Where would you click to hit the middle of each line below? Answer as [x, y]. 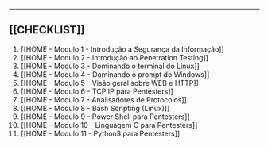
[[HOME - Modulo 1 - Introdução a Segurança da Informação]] [122, 49]
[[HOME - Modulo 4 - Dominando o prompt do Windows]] [115, 74]
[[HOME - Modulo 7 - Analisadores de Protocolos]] [104, 99]
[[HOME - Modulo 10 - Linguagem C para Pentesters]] [109, 125]
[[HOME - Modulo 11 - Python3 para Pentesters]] [100, 133]
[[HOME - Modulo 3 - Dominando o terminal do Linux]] [110, 66]
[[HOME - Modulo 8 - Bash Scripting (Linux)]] [95, 108]
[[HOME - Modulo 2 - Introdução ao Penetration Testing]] [115, 57]
